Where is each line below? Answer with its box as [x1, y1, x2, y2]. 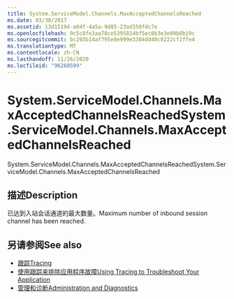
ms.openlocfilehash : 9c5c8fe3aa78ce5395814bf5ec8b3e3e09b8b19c [7, 29, 196, 37]
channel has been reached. [7, 217, 86, 226]
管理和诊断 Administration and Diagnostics [17, 284, 138, 292]
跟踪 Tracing [17, 259, 52, 268]
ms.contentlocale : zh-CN [7, 50, 80, 57]
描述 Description [7, 189, 78, 201]
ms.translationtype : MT [7, 43, 77, 50]
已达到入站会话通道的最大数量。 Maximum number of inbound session [7, 209, 208, 217]
